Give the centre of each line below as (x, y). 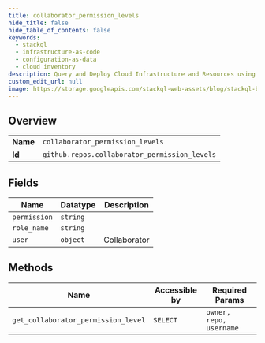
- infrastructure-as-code (58, 52)
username (222, 328)
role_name (30, 228)
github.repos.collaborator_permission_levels (129, 155)
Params (230, 300)
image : (19, 89)
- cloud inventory (46, 67)
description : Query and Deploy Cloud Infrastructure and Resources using (132, 74)
